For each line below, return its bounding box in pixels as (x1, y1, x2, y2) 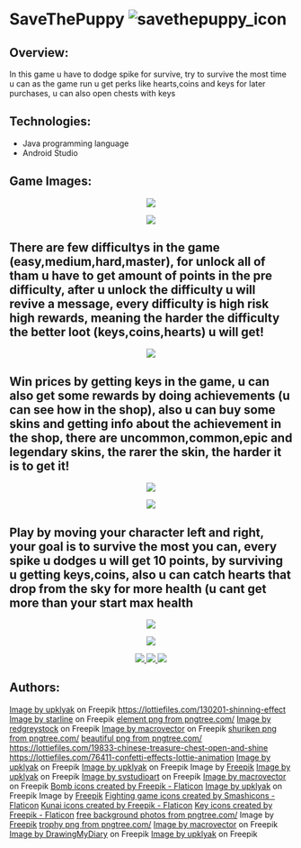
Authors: (9, 680, 60, 696)
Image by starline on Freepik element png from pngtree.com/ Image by (9, 713, 271, 725)
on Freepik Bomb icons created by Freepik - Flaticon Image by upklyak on (9, 780, 283, 791)
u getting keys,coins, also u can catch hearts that (9, 567, 292, 582)
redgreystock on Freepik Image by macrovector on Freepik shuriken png (9, 723, 277, 734)
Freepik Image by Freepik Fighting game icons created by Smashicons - (9, 789, 276, 801)
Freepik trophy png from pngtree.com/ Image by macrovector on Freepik (9, 818, 279, 829)
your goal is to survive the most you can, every (9, 539, 277, 554)
